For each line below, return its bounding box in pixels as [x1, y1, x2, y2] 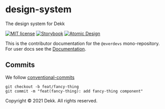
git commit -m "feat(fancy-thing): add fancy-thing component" [5, 89, 143, 94]
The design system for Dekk [5, 20, 65, 27]
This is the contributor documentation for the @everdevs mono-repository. [5, 40, 160, 47]
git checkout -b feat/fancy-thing [5, 84, 79, 89]
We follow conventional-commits [5, 74, 75, 80]
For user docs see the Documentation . [5, 46, 86, 52]
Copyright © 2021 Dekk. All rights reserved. [5, 97, 98, 103]
